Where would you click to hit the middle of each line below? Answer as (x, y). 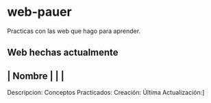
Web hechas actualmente (63, 53)
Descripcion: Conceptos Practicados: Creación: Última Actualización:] (106, 93)
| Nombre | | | (36, 76)
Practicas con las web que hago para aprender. (74, 31)
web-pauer (39, 12)
